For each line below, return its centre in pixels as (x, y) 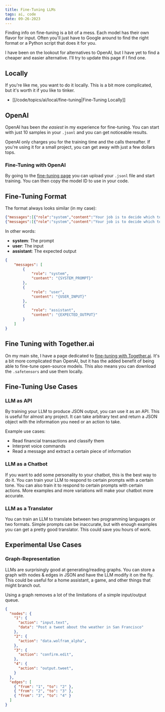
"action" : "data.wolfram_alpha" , (52, 641)
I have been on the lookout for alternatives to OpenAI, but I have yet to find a (82, 53)
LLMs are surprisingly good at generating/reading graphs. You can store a (80, 570)
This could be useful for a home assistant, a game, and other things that (78, 580)
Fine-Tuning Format (36, 196)
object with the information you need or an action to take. (63, 422)
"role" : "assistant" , (54, 310)
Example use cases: (25, 431)
